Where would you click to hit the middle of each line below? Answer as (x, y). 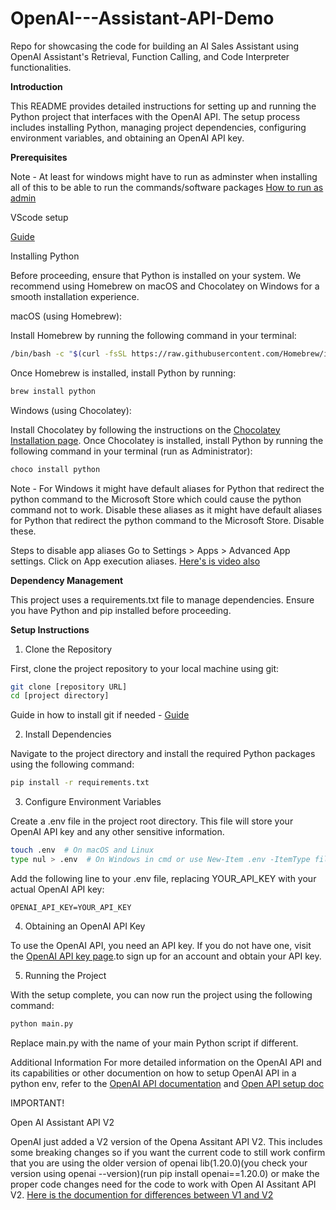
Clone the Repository (68, 649)
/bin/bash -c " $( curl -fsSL (69, 353)
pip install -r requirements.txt (80, 783)
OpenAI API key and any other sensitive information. (117, 832)
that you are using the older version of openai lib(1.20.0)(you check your (159, 1163)
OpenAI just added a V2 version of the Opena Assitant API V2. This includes (166, 1141)
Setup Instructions (50, 629)
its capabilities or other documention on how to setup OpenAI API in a (153, 1073)
